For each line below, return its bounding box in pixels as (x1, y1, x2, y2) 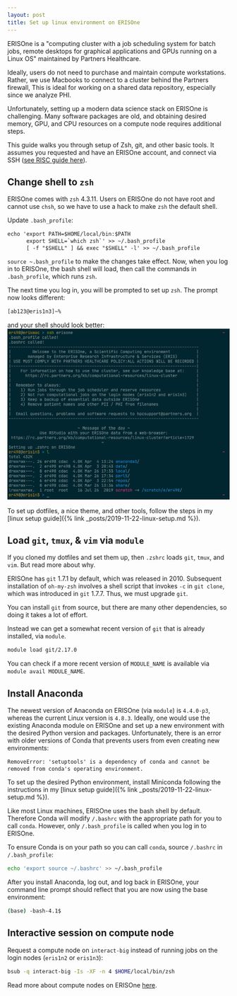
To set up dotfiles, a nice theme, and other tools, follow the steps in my (7, 506, 213, 515)
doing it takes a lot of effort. (7, 611, 88, 619)
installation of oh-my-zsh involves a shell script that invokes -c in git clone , (7, 582, 225, 590)
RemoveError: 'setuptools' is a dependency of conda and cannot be (7, 758, 210, 766)
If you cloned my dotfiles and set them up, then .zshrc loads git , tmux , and (7, 553, 224, 562)
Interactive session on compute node (7, 927, 174, 939)
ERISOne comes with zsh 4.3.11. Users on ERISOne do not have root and (7, 195, 215, 203)
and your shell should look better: (7, 321, 104, 329)
